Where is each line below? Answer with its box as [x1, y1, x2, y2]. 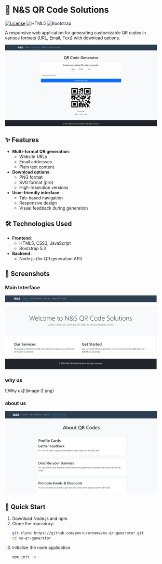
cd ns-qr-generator [12, 536, 52, 541]
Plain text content [19, 164, 54, 170]
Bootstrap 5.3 [19, 245, 46, 251]
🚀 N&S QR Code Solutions [5, 4, 109, 16]
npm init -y [12, 554, 36, 559]
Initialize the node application [12, 545, 71, 550]
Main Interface [5, 284, 40, 291]
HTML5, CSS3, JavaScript [19, 240, 71, 246]
